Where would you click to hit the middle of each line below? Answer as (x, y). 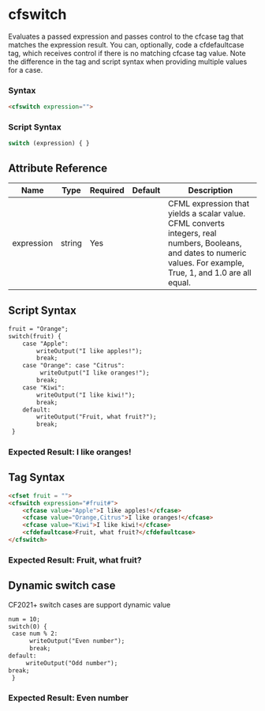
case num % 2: (35, 634)
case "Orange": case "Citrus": (74, 366)
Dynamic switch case (62, 586)
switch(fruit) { (35, 336)
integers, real (192, 233)
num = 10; (24, 619)
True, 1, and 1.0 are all (210, 273)
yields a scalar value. (207, 213)
